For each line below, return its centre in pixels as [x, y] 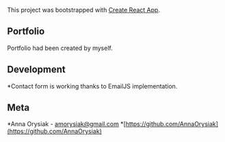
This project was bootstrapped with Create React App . [84, 10]
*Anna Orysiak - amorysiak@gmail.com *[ [67, 124]
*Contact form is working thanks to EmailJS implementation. [92, 86]
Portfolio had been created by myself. [60, 48]
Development [37, 70]
